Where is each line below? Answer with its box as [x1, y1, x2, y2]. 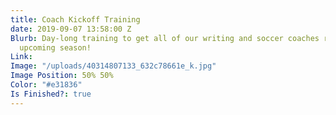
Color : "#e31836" [10, 80, 83, 90]
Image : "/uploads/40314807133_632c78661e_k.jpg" [10, 61, 217, 71]
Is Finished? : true [10, 89, 92, 99]
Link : [10, 52, 33, 62]
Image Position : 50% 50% [10, 71, 114, 81]
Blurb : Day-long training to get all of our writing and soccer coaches [10, 33, 320, 43]
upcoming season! [19, 42, 92, 53]
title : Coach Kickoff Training [10, 14, 141, 25]
